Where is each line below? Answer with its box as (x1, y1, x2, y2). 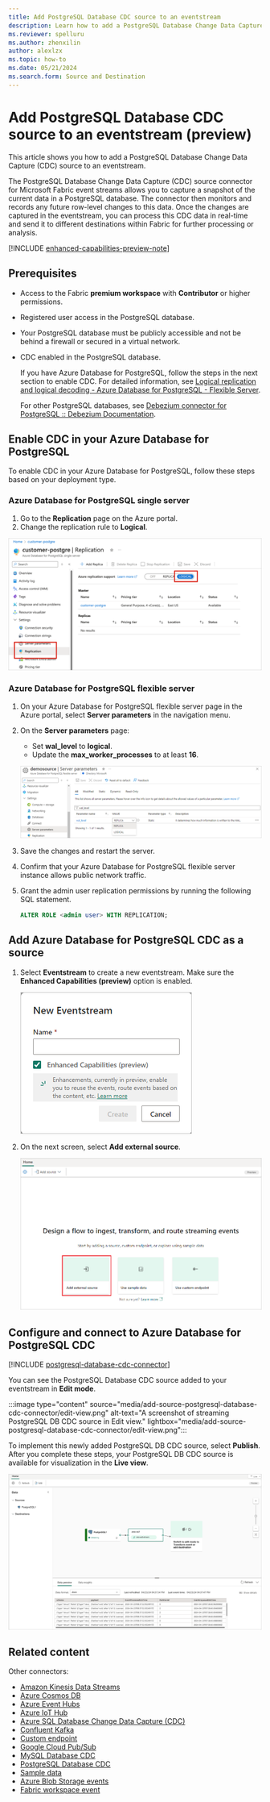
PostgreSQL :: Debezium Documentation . (19, 409, 157, 418)
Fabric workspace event (19, 1785, 100, 1795)
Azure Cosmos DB (19, 1691, 81, 1700)
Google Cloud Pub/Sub (19, 1742, 96, 1752)
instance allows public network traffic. (19, 871, 147, 880)
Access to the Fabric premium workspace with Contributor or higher (19, 288, 251, 298)
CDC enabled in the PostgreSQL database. (19, 352, 162, 362)
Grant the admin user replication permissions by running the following (19, 886, 252, 896)
